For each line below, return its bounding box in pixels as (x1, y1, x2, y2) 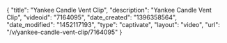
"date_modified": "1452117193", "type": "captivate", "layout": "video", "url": (6, 21, 221, 28)
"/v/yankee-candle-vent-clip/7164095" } (6, 28, 123, 36)
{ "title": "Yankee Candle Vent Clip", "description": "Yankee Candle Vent (6, 6, 212, 14)
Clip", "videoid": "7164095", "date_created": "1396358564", (6, 13, 177, 21)
